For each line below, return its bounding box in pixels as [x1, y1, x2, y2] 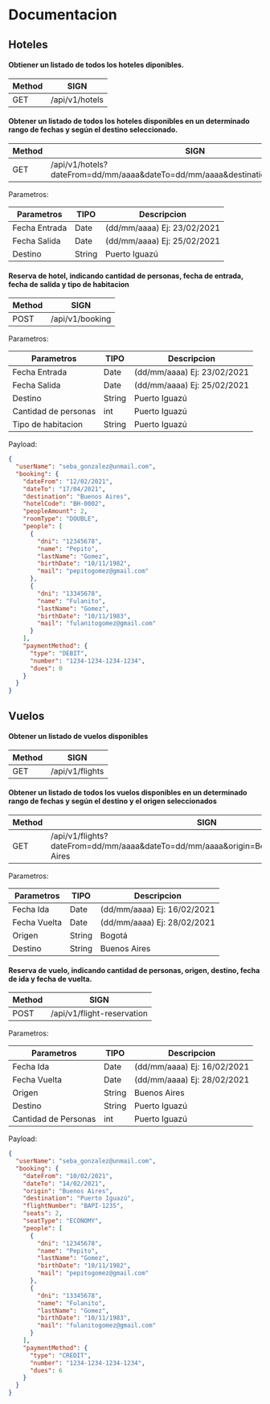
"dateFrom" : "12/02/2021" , [22, 477, 113, 486]
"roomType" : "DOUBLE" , [22, 515, 99, 523]
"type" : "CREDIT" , [29, 1351, 92, 1360]
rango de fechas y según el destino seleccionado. [8, 125, 178, 134]
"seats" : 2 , [22, 1209, 63, 1217]
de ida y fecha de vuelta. [8, 974, 92, 983]
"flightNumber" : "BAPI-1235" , [22, 1202, 125, 1210]
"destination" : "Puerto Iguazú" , [22, 1194, 135, 1203]
